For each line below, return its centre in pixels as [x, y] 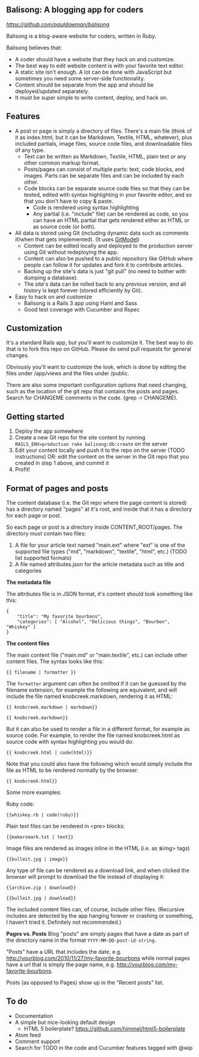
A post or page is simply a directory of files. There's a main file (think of [103, 131]
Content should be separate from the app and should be [84, 85]
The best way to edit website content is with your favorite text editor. [99, 65]
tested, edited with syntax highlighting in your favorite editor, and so [108, 194]
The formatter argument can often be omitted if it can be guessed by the [97, 684]
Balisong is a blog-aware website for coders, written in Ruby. [82, 36]
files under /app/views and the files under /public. [68, 373]
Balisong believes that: [34, 47]
